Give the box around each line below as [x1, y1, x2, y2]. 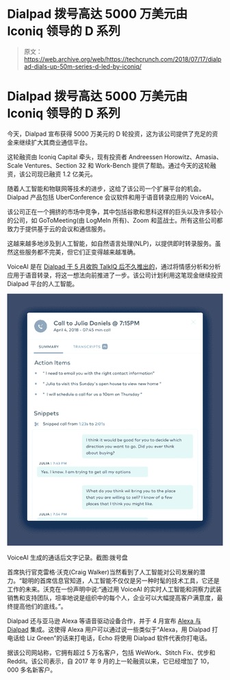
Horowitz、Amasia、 [164, 152, 222, 161]
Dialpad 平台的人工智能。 [7, 279, 79, 288]
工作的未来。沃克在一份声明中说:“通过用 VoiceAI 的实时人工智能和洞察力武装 [7, 585, 222, 593]
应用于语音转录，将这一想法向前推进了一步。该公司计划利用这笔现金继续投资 [7, 271, 223, 279]
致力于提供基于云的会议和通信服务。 [7, 224, 110, 233]
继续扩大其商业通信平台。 [18, 138, 91, 146]
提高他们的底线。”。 [12, 602, 67, 610]
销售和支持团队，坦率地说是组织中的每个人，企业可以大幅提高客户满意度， [7, 594, 217, 602]
